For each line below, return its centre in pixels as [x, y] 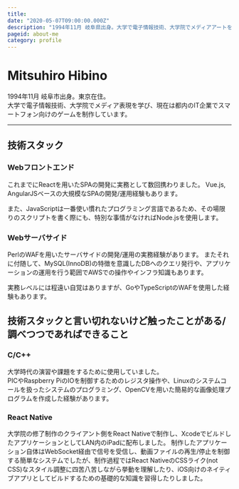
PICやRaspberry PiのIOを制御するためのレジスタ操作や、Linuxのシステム [114, 380]
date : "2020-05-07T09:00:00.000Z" [59, 21]
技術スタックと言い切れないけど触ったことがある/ [117, 321]
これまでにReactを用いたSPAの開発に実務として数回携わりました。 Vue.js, [117, 184]
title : [17, 14]
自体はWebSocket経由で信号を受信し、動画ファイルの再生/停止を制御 [128, 452]
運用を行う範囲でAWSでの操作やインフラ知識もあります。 [123, 272]
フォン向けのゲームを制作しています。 [75, 114]
